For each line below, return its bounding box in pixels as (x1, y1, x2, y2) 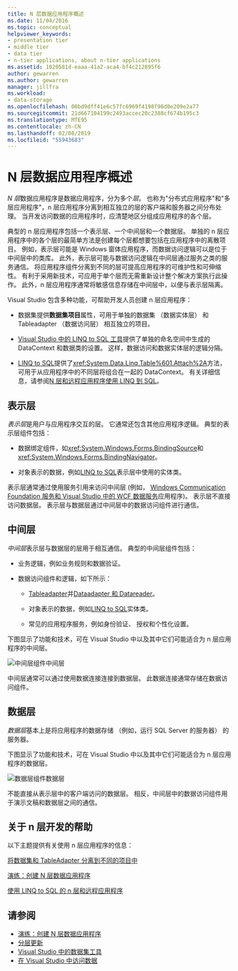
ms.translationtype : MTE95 (7, 116, 88, 123)
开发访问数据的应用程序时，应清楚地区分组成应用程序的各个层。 (27, 212, 215, 221)
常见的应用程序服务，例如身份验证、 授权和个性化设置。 (28, 619, 193, 628)
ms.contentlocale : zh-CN (7, 123, 81, 130)
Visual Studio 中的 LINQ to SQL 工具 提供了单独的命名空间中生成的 (17, 335, 210, 343)
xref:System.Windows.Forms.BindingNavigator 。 (17, 453, 162, 461)
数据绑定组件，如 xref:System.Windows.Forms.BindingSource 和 (17, 444, 204, 452)
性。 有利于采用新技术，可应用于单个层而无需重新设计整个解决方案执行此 (7, 271, 222, 280)
